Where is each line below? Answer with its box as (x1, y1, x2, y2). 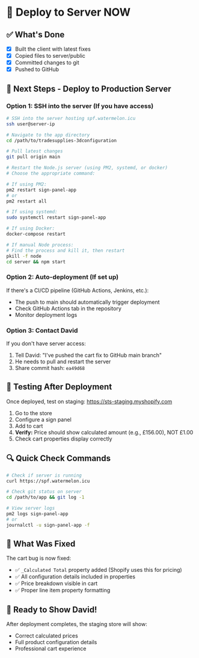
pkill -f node (6, 253, 42, 259)
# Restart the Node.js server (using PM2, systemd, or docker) (6, 165, 168, 171)
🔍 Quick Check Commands (6, 453, 111, 463)
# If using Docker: (6, 225, 55, 231)
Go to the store (14, 409, 52, 416)
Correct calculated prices (14, 632, 78, 639)
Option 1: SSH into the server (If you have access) (6, 102, 154, 110)
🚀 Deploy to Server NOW (6, 5, 131, 19)
